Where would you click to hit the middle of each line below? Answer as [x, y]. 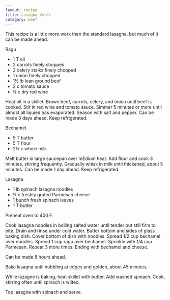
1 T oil [19, 59]
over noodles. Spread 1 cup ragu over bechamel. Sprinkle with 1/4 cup [79, 242]
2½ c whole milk [30, 149]
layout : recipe [21, 10]
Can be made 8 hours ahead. [36, 257]
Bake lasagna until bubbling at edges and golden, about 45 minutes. [77, 267]
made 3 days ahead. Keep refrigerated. [46, 118]
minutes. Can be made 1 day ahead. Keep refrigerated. [62, 170]
